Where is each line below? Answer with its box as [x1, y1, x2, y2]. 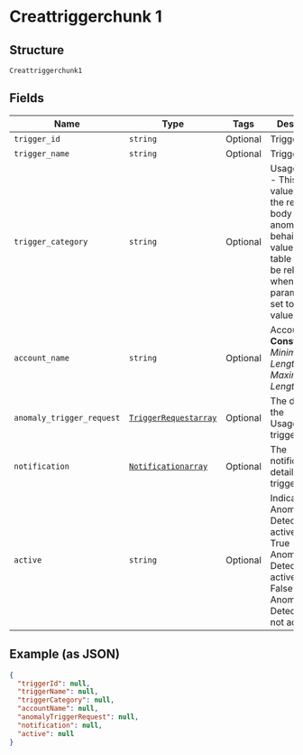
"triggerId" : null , [17, 679, 91, 688]
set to [270, 297, 295, 310]
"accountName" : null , [17, 704, 99, 713]
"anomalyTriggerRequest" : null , [17, 713, 140, 722]
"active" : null [17, 729, 75, 738]
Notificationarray [129, 461, 208, 471]
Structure [9, 42, 65, 58]
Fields [9, 90, 45, 106]
